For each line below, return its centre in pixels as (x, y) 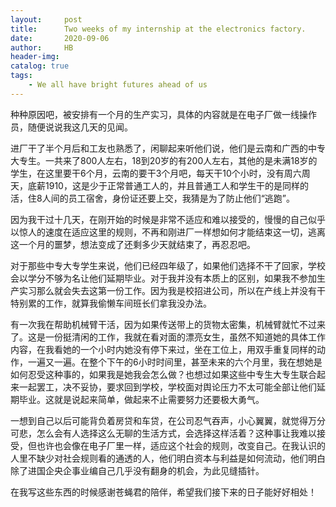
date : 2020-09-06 (60, 38)
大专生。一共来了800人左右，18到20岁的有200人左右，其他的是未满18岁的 (164, 160)
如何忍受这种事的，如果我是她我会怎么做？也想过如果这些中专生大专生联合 (163, 374)
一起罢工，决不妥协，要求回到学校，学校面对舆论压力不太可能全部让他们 (167, 387)
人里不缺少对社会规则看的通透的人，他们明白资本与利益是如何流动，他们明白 (168, 458)
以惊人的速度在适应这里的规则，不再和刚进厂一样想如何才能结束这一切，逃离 (168, 232)
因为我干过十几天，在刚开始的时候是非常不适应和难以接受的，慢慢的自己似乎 (168, 219)
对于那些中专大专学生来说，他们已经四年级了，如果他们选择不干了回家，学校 (168, 265)
